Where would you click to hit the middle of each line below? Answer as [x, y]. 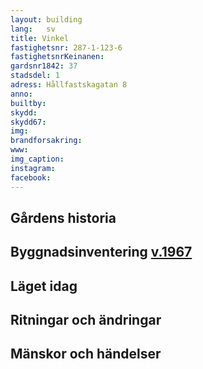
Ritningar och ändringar [86, 320]
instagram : [33, 168]
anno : [21, 94]
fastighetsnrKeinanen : [57, 57]
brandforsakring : [46, 141]
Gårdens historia [63, 217]
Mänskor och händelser [86, 354]
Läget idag [44, 286]
